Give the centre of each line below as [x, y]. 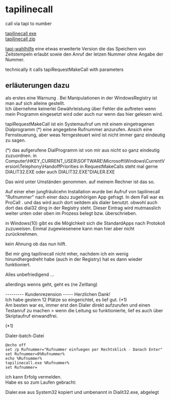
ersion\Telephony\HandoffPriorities [42, 166]
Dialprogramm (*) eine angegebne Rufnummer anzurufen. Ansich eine [79, 129]
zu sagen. [16, 140]
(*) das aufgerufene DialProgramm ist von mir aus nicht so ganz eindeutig [82, 150]
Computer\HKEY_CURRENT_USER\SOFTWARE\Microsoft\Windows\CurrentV [85, 161]
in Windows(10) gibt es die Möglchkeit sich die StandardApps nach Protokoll [85, 223]
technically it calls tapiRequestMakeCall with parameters [64, 69]
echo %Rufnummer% [24, 358]
